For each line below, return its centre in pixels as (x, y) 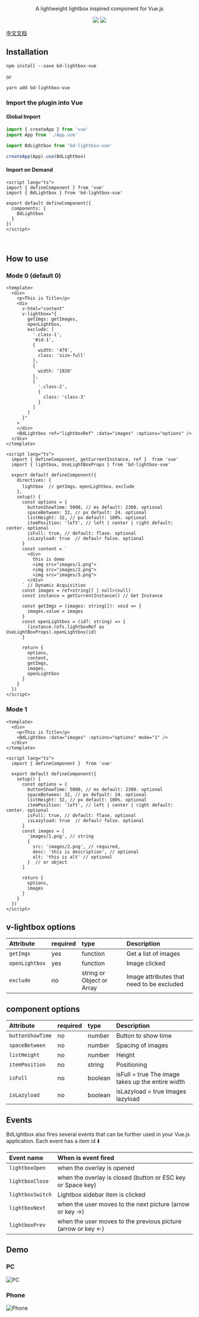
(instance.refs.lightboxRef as (66, 627)
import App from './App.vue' (42, 135)
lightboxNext (28, 1208)
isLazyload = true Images (151, 1091)
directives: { (34, 481)
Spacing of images (142, 1046)
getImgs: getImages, (53, 319)
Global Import (23, 117)
